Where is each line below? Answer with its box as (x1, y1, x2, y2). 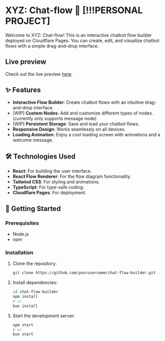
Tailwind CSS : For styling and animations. (12, 179, 100, 185)
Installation (5, 249, 34, 256)
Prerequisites (5, 219, 39, 226)
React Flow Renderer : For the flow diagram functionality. (12, 173, 132, 179)
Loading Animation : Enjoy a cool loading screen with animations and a (12, 131, 160, 137)
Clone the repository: (12, 260, 57, 267)
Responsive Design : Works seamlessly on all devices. (12, 126, 126, 132)
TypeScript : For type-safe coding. (12, 184, 85, 191)
